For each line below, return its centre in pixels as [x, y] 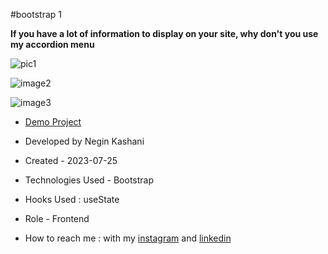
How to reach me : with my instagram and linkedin [128, 238]
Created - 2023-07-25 [71, 160]
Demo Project [53, 122]
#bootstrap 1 [36, 14]
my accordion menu [52, 44]
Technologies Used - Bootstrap [89, 180]
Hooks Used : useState [72, 199]
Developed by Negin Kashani [84, 141]
